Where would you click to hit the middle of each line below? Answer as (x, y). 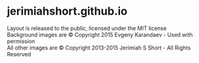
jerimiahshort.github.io (67, 11)
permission (21, 41)
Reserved (19, 54)
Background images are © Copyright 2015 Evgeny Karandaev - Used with (100, 34)
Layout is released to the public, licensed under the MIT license (87, 28)
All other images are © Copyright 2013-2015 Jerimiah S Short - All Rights (99, 48)
